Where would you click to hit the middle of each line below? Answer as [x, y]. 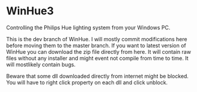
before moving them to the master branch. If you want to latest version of [96, 45]
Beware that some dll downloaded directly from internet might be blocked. [98, 76]
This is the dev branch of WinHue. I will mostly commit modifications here [97, 39]
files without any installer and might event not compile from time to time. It [98, 58]
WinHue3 [30, 11]
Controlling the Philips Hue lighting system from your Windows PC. [88, 27]
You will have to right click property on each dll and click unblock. [87, 82]
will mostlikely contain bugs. [41, 65]
